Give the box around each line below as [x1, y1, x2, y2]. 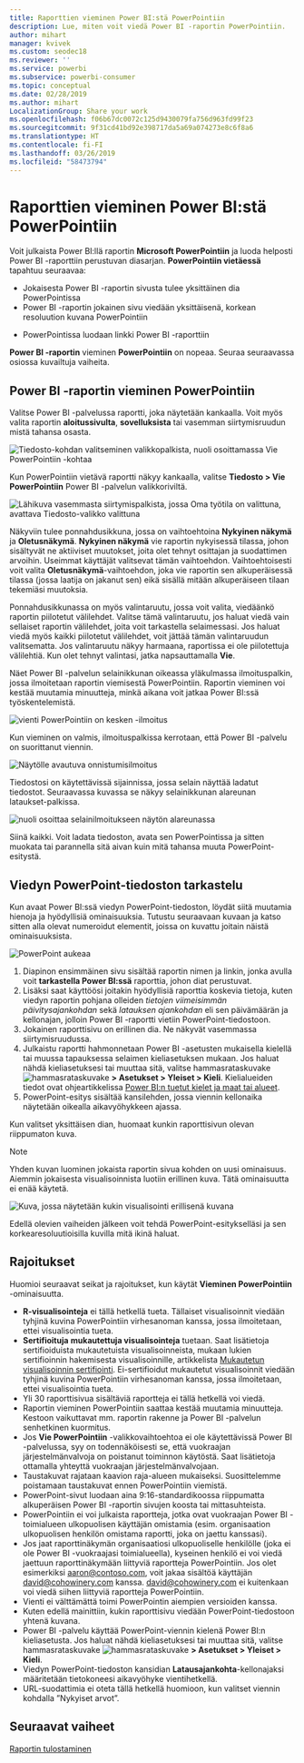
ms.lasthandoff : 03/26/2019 [9, 148, 116, 157]
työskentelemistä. [9, 697, 75, 708]
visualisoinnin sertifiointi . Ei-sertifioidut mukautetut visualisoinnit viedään [22, 1363, 295, 1374]
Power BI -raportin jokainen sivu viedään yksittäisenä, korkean [22, 302, 257, 313]
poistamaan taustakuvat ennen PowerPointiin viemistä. [22, 1480, 228, 1491]
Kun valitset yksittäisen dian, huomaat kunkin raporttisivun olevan [9, 1119, 254, 1130]
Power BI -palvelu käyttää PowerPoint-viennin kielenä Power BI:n [22, 1625, 266, 1636]
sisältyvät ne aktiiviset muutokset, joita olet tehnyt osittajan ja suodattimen [9, 545, 288, 556]
